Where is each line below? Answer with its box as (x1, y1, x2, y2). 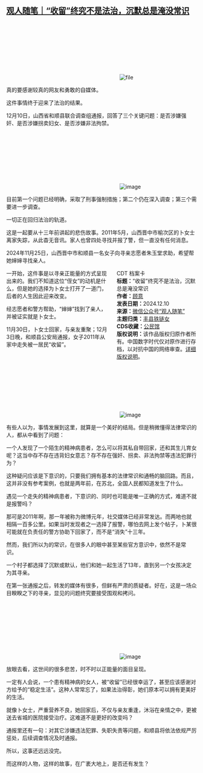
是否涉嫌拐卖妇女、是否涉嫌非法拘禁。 (16, 119, 112, 127)
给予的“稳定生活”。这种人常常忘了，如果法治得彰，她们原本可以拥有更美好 (11, 686, 196, 693)
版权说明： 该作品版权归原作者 (117, 330, 192, 337)
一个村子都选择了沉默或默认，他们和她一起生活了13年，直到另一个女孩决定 (6, 561, 192, 568)
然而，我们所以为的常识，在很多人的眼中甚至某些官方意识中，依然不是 (6, 541, 181, 548)
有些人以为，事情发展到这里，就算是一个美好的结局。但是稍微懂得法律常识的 (6, 423, 197, 431)
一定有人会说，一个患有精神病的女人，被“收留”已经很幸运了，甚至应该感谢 (6, 678, 192, 685)
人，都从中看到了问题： (6, 431, 65, 438)
